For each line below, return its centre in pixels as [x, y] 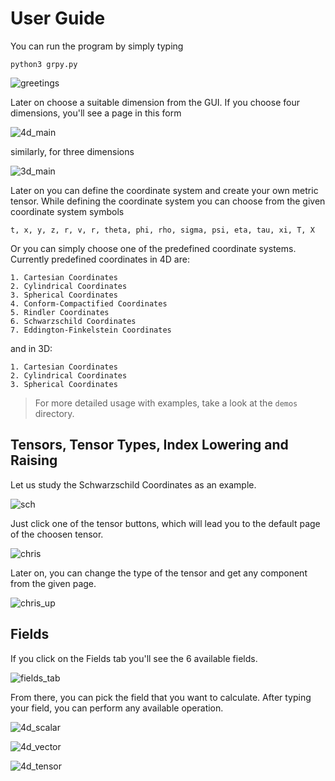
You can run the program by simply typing [97, 46]
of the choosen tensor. [57, 534]
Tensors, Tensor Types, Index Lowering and [149, 445]
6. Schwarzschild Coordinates [73, 321]
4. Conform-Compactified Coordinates [89, 303]
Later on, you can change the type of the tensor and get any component [159, 573]
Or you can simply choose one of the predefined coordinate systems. [153, 248]
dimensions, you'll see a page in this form [96, 113]
